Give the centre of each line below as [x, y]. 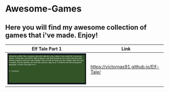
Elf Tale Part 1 [47, 49]
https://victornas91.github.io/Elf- [125, 66]
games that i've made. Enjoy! [52, 35]
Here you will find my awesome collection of [76, 27]
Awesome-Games [44, 9]
